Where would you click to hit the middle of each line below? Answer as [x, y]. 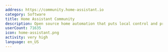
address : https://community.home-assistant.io [54, 10]
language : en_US [22, 42]
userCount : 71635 [23, 28]
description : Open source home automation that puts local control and [81, 24]
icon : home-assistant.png [32, 33]
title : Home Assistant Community [40, 19]
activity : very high [27, 38]
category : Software [25, 14]
